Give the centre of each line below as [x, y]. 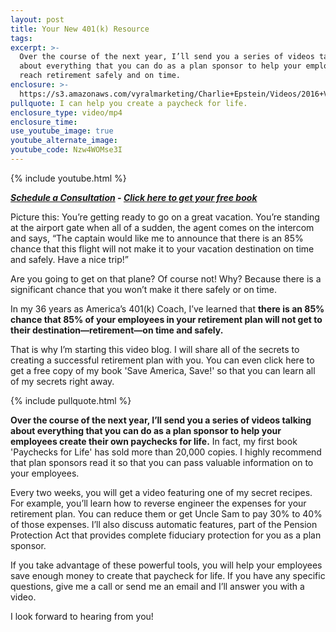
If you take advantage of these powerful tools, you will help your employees [166, 565]
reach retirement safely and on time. [100, 76]
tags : [21, 38]
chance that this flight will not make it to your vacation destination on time [162, 248]
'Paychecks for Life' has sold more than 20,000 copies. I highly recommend [166, 452]
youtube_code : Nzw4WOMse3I [66, 150]
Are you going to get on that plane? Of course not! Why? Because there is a [166, 278]
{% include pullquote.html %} [71, 400]
